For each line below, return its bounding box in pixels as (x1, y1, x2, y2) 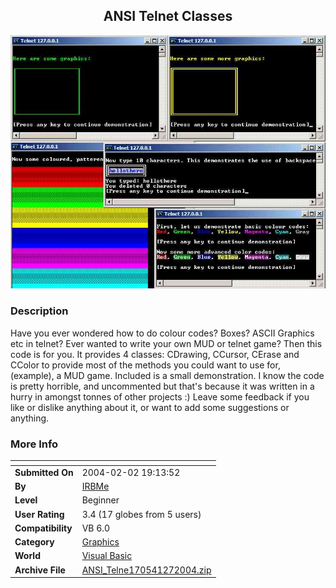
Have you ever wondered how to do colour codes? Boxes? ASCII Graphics (10, 327, 315, 339)
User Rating (14, 508, 65, 520)
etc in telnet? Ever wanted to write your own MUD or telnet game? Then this (10, 337, 323, 349)
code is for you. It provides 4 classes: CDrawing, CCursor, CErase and (10, 348, 300, 360)
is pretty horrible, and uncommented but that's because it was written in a (10, 380, 315, 392)
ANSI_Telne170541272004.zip (81, 564, 212, 576)
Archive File (14, 564, 66, 576)
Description (10, 304, 69, 318)
